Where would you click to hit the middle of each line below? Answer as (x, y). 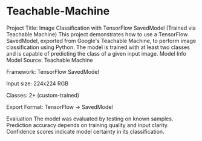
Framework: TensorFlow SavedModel (53, 71)
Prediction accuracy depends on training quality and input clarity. (88, 125)
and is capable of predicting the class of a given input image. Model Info (96, 53)
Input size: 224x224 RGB (37, 84)
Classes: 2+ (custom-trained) (43, 95)
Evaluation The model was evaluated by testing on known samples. (90, 119)
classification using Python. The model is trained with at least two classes (98, 47)
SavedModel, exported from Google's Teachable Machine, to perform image (101, 41)
